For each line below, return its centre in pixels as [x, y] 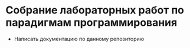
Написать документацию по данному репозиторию [79, 39]
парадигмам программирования [91, 23]
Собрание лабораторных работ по [95, 10]
